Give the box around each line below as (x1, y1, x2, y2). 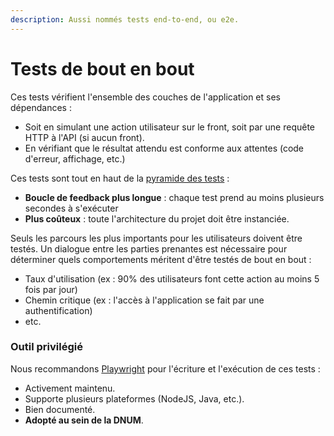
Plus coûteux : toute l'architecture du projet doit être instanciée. (24, 212, 290, 225)
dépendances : (10, 101, 72, 113)
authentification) (24, 304, 93, 316)
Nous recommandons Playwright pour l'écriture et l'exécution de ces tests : (10, 362, 321, 375)
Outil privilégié (10, 340, 83, 354)
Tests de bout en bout (10, 57, 195, 80)
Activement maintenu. (24, 382, 116, 394)
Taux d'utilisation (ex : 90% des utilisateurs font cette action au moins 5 (24, 272, 320, 285)
